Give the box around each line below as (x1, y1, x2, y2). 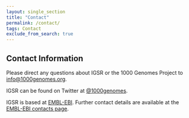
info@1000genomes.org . (6, 75, 67, 83)
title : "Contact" (6, 14, 50, 20)
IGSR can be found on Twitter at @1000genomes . (6, 87, 128, 94)
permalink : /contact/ (6, 20, 60, 26)
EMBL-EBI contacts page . (6, 105, 69, 112)
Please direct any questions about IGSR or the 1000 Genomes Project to (6, 69, 184, 76)
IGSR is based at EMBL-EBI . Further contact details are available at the (6, 98, 179, 105)
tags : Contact (6, 25, 42, 32)
